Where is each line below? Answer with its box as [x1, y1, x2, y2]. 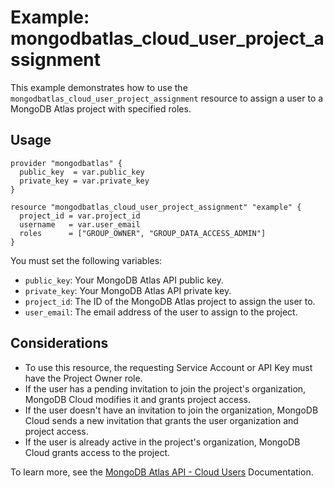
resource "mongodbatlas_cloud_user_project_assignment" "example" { [10, 202, 302, 212]
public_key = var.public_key [19, 167, 145, 177]
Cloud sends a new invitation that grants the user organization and [24, 414, 299, 426]
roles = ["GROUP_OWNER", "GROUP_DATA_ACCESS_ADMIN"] [19, 228, 267, 238]
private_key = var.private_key [19, 176, 150, 186]
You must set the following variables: [10, 254, 163, 266]
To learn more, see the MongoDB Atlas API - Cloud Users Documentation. [10, 466, 314, 478]
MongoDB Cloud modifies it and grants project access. [24, 393, 251, 405]
